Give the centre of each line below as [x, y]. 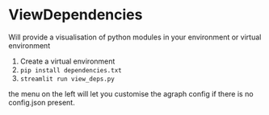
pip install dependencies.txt [71, 70]
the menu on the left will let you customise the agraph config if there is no [131, 93]
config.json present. [42, 102]
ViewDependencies [76, 15]
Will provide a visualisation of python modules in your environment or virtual [135, 37]
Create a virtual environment [67, 61]
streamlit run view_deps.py [67, 79]
